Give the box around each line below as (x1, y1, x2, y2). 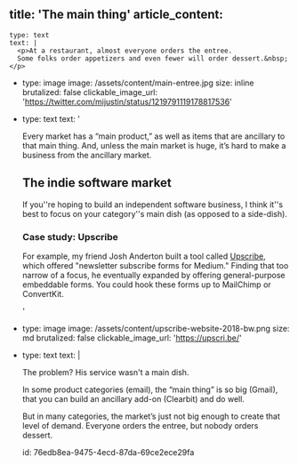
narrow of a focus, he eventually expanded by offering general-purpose (21, 269, 286, 280)
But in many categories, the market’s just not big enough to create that (21, 411, 280, 421)
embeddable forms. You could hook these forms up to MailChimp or (21, 279, 271, 290)
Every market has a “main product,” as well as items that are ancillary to (21, 131, 286, 141)
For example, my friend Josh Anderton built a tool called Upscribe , (21, 251, 266, 261)
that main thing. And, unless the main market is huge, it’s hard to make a (21, 140, 286, 150)
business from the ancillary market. (21, 149, 152, 160)
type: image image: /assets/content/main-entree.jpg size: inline (21, 77, 254, 88)
